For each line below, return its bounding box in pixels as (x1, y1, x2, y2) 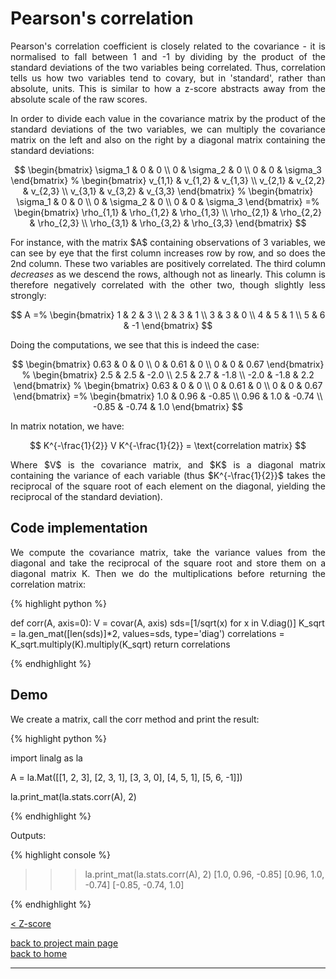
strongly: (10, 289, 47, 301)
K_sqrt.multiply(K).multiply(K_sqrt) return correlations (10, 638, 231, 650)
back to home (10, 947, 68, 959)
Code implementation (10, 520, 148, 537)
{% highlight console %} (10, 848, 112, 861)
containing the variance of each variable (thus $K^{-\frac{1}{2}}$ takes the (10, 469, 326, 481)
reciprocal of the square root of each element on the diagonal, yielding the (10, 480, 326, 492)
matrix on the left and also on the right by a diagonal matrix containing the (10, 133, 326, 146)
